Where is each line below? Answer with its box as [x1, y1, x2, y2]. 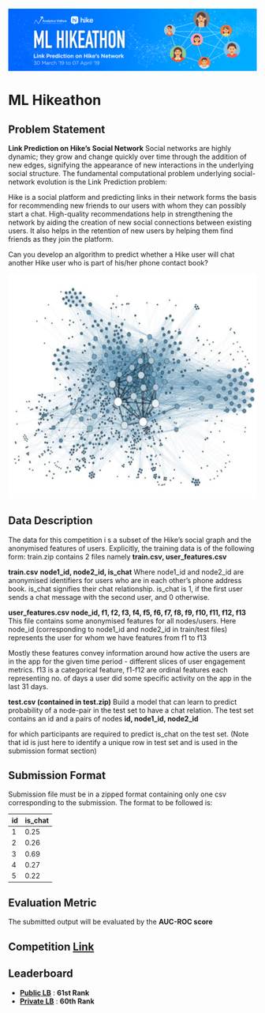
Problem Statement [8, 122, 106, 136]
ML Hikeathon [8, 92, 102, 109]
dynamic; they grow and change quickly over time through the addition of [8, 152, 247, 161]
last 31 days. [8, 681, 49, 691]
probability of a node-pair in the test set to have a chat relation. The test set [8, 705, 254, 715]
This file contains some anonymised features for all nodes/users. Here [8, 616, 237, 625]
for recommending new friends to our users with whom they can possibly [8, 201, 247, 210]
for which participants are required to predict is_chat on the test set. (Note [8, 729, 249, 739]
